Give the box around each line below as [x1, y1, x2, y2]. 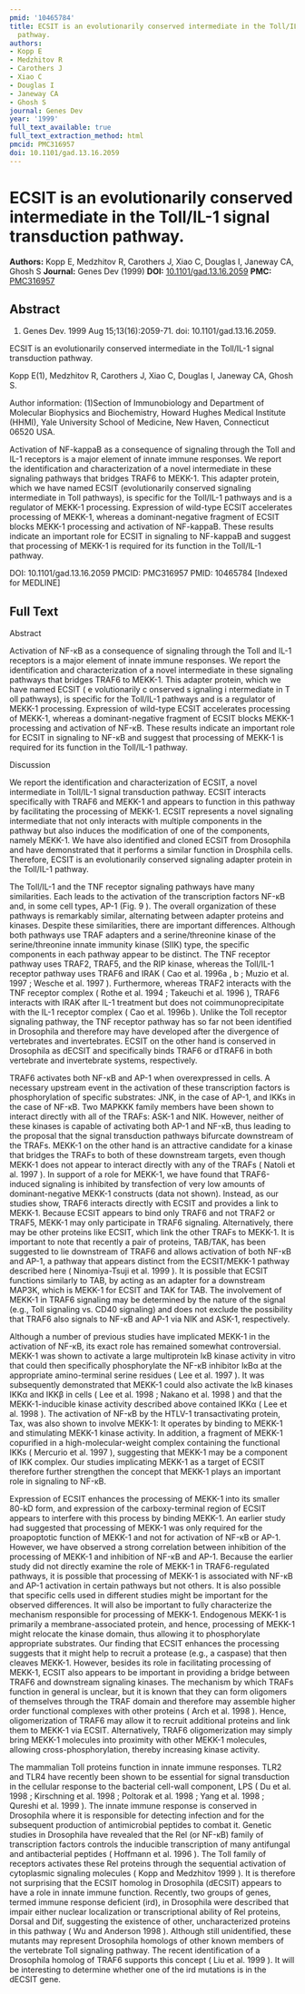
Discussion [9, 760, 51, 771]
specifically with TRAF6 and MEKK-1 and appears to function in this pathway [9, 796, 296, 808]
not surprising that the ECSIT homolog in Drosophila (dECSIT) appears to [9, 1878, 282, 1889]
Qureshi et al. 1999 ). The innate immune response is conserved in [9, 1801, 257, 1812]
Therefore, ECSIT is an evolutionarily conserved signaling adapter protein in [9, 854, 292, 865]
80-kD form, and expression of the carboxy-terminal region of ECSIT [9, 1503, 267, 1514]
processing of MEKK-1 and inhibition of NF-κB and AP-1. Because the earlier [9, 1551, 293, 1562]
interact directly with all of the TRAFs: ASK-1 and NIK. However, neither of [9, 1111, 284, 1122]
